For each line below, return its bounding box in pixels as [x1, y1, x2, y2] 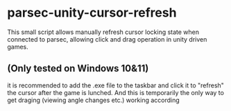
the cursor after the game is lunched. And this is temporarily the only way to [7, 88, 224, 96]
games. [7, 42, 29, 51]
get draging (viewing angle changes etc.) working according [7, 96, 180, 104]
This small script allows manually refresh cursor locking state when [7, 28, 200, 36]
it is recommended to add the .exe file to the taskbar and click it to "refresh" [7, 81, 224, 89]
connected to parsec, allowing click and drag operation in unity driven [7, 35, 207, 43]
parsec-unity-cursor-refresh [7, 5, 177, 21]
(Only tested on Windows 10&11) [7, 62, 149, 74]
